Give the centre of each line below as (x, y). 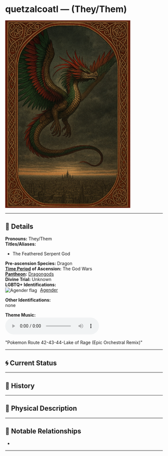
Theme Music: (20, 315)
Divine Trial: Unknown (28, 279)
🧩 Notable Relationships (43, 431)
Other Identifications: (28, 300)
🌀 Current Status (31, 363)
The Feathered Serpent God (41, 253)
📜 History (20, 386)
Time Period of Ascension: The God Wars (49, 268)
